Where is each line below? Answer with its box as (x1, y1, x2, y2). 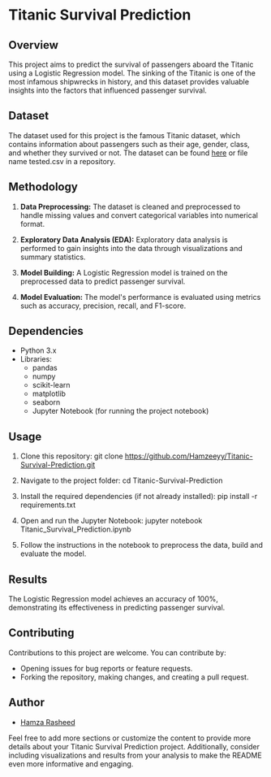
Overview (8, 38, 59, 52)
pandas (32, 363, 58, 373)
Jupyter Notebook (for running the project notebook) (32, 406, 209, 416)
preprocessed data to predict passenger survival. (19, 276, 186, 286)
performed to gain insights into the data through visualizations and (19, 243, 243, 253)
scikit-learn (32, 380, 71, 390)
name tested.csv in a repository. (8, 156, 116, 166)
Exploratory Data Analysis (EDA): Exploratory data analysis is (19, 234, 229, 245)
